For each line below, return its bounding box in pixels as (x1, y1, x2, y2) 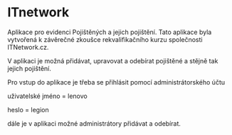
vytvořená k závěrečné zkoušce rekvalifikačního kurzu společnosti (7, 35, 203, 43)
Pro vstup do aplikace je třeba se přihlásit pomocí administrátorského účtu (7, 77, 226, 86)
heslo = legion (7, 105, 49, 114)
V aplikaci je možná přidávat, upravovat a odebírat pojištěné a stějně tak (7, 56, 218, 65)
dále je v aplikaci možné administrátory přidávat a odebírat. (7, 119, 181, 128)
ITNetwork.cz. (7, 43, 49, 51)
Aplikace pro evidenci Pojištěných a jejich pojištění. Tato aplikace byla (7, 28, 212, 36)
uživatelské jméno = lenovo (7, 92, 88, 100)
